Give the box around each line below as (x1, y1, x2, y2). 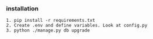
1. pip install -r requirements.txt (6, 18, 95, 24)
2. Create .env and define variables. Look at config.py (6, 22, 148, 29)
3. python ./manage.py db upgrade (6, 28, 91, 33)
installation (6, 5, 39, 13)
